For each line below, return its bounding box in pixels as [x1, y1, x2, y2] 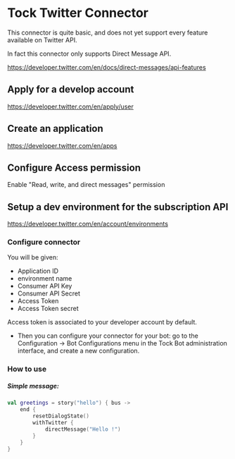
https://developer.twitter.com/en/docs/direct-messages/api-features [7, 63, 206, 71]
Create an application [7, 123, 103, 135]
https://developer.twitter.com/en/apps [7, 141, 118, 149]
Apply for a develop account [7, 83, 134, 96]
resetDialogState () [32, 412, 90, 420]
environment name [17, 274, 72, 283]
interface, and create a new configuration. [17, 347, 140, 355]
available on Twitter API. [7, 35, 77, 44]
